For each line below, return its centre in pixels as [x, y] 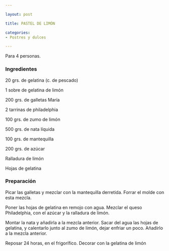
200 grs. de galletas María [33, 99]
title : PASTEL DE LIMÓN [30, 23]
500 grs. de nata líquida [30, 129]
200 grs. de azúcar [25, 148]
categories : [18, 33]
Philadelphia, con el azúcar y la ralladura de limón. [58, 213]
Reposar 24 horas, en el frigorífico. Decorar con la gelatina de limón [76, 243]
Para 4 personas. [23, 56]
